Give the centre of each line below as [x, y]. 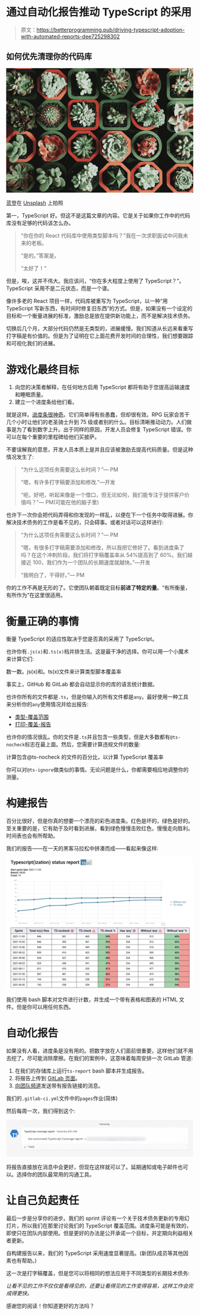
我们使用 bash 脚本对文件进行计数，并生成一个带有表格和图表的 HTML [92, 999]
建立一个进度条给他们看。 [46, 402]
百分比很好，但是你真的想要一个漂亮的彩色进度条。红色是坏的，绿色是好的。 [100, 821]
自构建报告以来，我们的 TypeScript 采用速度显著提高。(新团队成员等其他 [95, 1253]
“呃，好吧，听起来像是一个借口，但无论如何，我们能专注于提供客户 [102, 495]
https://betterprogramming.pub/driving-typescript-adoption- [111, 30]
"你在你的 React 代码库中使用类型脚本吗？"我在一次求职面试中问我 [102, 236]
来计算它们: [20, 659]
